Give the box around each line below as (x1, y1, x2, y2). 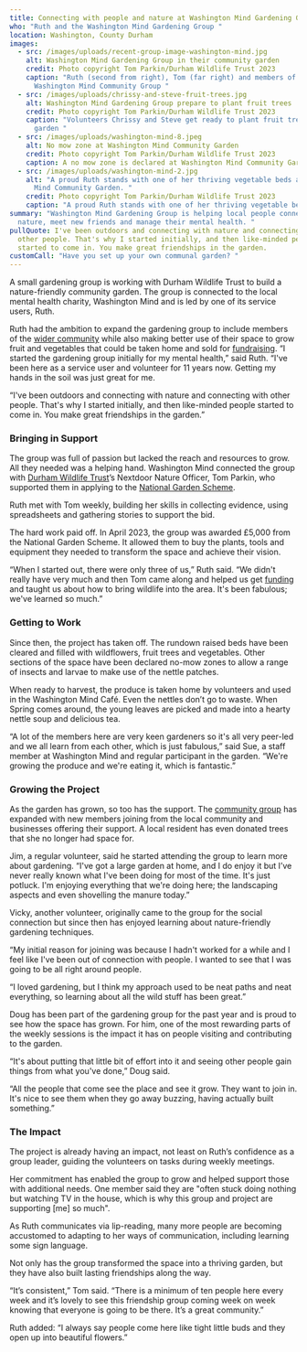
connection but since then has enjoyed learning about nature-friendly (9, 917, 271, 928)
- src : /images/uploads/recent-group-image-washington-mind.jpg (17, 48, 268, 57)
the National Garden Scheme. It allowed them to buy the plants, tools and (9, 537, 285, 548)
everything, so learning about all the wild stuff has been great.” (9, 992, 247, 1003)
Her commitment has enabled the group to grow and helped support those (9, 1174, 290, 1185)
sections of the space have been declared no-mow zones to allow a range (9, 656, 289, 668)
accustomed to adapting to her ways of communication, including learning (9, 1230, 290, 1241)
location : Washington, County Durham (9, 30, 153, 39)
